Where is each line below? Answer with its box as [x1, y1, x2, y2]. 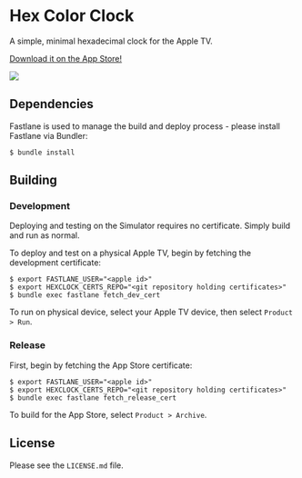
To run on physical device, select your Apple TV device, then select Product [9, 306, 293, 318]
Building [9, 173, 57, 188]
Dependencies [9, 96, 94, 112]
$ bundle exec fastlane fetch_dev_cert [9, 291, 161, 300]
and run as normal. [9, 230, 80, 241]
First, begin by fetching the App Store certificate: [9, 360, 193, 371]
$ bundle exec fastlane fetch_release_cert [9, 393, 177, 403]
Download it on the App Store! [9, 53, 123, 64]
